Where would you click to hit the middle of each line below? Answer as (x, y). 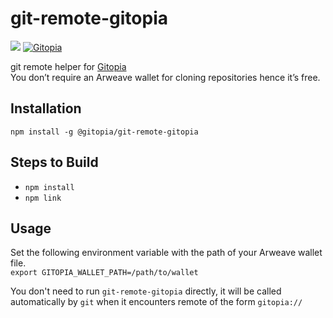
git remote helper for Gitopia (68, 66)
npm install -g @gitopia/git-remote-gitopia (104, 132)
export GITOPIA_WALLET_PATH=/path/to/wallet (104, 273)
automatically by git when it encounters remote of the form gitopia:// (156, 302)
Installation (46, 108)
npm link (43, 198)
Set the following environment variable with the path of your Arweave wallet (166, 253)
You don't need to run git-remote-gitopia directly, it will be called (146, 291)
